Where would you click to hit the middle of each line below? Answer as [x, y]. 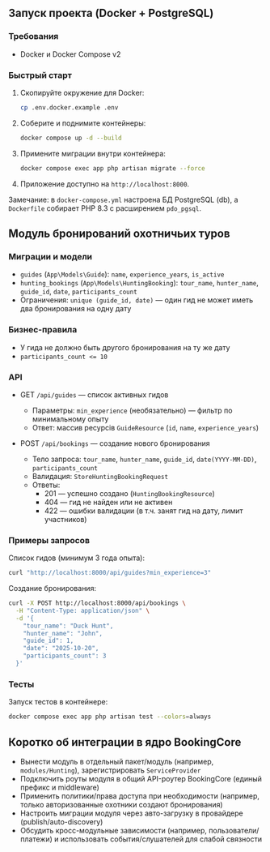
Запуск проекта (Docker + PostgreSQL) [111, 13]
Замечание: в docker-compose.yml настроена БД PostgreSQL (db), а [123, 199]
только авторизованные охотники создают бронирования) [122, 804]
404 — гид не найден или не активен [108, 502]
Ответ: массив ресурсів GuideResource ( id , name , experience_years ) [146, 427]
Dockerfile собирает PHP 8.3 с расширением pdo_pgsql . [105, 208]
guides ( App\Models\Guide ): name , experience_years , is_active [122, 274]
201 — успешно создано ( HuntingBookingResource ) [130, 493]
